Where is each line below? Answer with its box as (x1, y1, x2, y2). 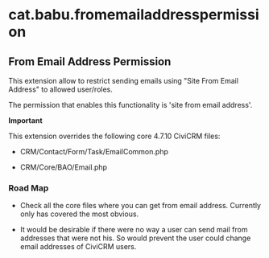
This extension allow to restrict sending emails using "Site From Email (8, 76, 239, 85)
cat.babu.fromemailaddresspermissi (8, 6, 259, 24)
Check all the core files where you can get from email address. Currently (19, 201, 262, 211)
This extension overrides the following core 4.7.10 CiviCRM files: (8, 131, 221, 141)
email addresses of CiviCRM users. (19, 242, 137, 252)
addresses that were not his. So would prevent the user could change (19, 233, 251, 243)
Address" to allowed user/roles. (8, 84, 113, 94)
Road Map (8, 182, 49, 194)
